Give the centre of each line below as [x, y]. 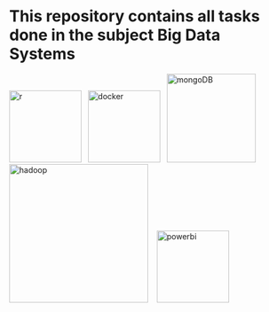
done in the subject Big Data [115, 35]
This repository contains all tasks [134, 16]
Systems [42, 54]
